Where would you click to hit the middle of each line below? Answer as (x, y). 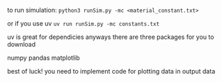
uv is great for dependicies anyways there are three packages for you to (111, 37)
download (22, 44)
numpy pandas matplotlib (43, 58)
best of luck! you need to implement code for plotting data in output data (111, 71)
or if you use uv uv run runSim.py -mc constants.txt (84, 23)
